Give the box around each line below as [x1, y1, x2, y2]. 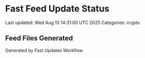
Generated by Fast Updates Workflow [5, 47, 83, 53]
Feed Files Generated [5, 34, 73, 42]
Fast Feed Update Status [5, 3, 109, 14]
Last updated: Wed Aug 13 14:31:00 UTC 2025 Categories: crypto [5, 19, 140, 25]
